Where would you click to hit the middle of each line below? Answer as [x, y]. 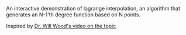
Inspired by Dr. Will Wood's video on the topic [61, 26]
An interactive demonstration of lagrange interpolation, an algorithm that [93, 8]
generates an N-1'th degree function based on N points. [73, 15]
